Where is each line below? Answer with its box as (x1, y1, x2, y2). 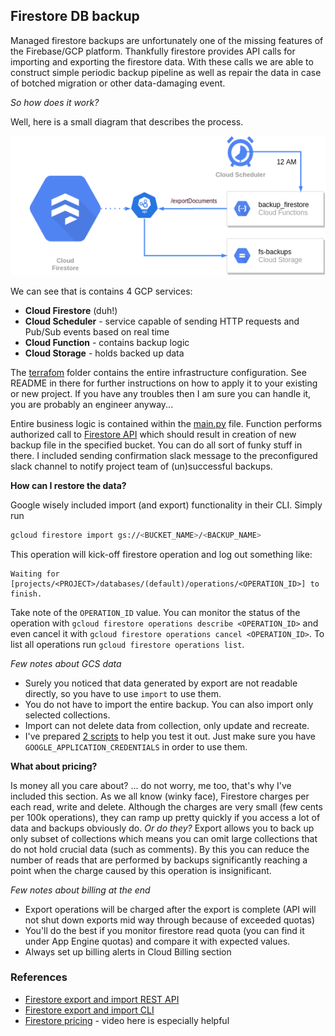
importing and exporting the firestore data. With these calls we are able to (10, 55, 314, 68)
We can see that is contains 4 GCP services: (10, 285, 193, 297)
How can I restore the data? (10, 479, 127, 491)
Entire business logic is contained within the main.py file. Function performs (10, 417, 323, 429)
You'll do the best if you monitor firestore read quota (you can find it (24, 924, 305, 936)
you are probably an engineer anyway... (10, 398, 174, 410)
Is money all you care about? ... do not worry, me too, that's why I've (10, 779, 292, 791)
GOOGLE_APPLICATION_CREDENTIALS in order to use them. (24, 740, 248, 753)
